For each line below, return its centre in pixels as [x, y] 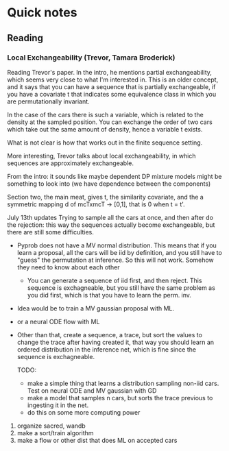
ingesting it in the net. [58, 405]
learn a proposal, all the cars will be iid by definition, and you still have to [120, 252]
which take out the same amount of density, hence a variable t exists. [105, 129]
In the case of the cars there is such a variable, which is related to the [105, 114]
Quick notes [42, 13]
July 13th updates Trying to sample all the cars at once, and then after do [110, 217]
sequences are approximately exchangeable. [70, 163]
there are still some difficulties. [50, 232]
